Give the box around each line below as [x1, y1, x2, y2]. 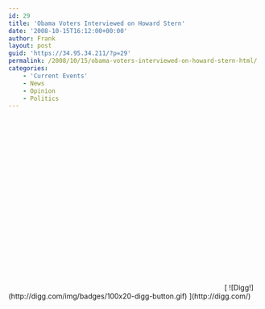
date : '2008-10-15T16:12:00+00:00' [8, 27, 128, 35]
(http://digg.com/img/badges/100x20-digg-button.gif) [8, 291, 188, 301]
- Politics [23, 94, 60, 102]
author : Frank [8, 34, 56, 43]
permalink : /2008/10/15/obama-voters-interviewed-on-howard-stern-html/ [8, 57, 258, 65]
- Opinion [23, 86, 56, 95]
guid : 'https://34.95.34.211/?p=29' [8, 49, 131, 57]
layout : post [8, 42, 52, 50]
